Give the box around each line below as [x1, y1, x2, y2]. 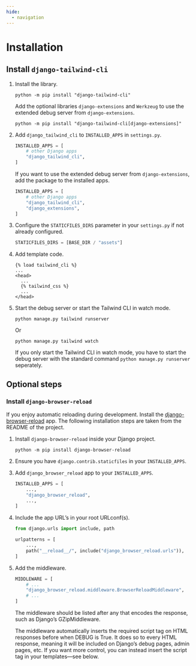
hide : [6, 8, 20, 15]
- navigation [11, 14, 44, 20]
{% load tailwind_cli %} [14, 263, 77, 269]
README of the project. [6, 423, 65, 431]
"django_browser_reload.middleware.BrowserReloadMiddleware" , [26, 587, 185, 593]
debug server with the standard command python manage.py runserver [14, 355, 191, 363]
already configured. [14, 228, 64, 235]
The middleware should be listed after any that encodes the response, [14, 609, 188, 617]
